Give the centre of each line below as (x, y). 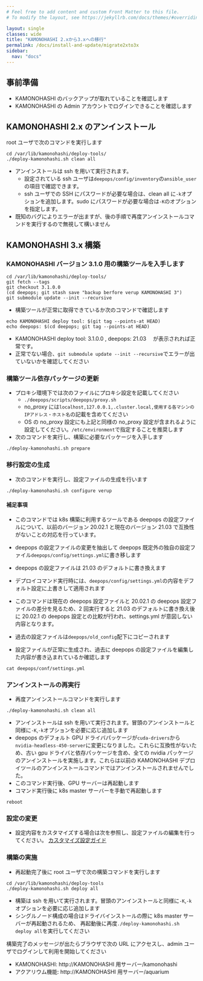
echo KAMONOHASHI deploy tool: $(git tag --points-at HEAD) (84, 321)
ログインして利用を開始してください (62, 951)
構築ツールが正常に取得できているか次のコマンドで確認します (92, 310)
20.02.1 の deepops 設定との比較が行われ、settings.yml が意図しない (108, 616)
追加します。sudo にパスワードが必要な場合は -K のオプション (121, 202)
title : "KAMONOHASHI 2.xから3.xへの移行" (56, 40)
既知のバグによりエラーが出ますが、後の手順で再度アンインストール (99, 217)
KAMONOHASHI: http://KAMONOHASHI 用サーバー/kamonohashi (96, 964)
